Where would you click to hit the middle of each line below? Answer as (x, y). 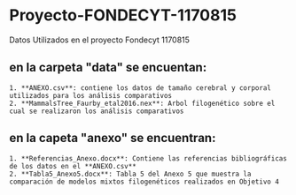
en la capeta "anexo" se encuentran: (113, 138)
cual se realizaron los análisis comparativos (97, 111)
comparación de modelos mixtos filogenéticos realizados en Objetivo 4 (144, 182)
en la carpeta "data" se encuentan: (108, 67)
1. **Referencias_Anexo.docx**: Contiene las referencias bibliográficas (148, 158)
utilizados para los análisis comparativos (91, 95)
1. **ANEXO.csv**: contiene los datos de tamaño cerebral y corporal (140, 88)
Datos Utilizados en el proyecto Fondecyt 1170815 (100, 40)
